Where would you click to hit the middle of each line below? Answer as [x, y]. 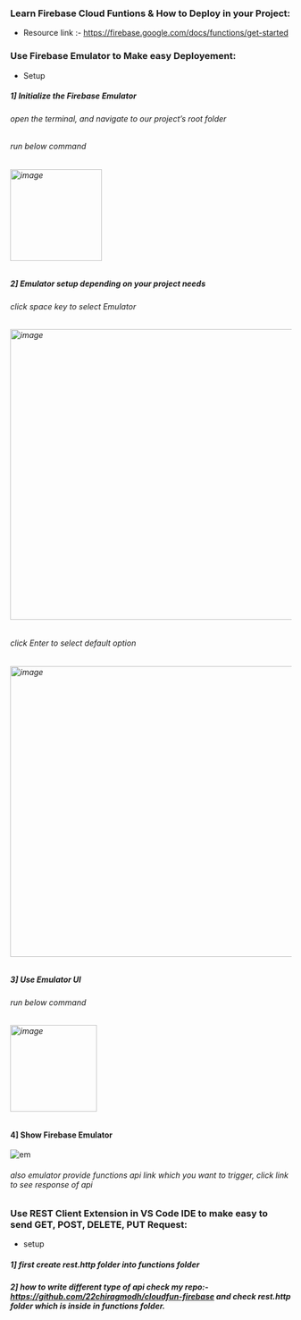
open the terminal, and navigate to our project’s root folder [118, 118]
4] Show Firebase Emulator [62, 1135]
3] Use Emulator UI [46, 980]
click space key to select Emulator [73, 306]
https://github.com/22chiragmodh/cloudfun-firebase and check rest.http [150, 1296]
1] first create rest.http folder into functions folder [105, 1265]
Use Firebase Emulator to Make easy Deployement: [123, 56]
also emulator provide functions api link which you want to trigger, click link [150, 1175]
